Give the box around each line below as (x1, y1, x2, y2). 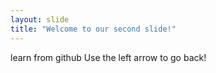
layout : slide (10, 14, 70, 25)
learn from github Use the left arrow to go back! (10, 51, 207, 63)
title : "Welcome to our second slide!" (10, 24, 177, 34)
